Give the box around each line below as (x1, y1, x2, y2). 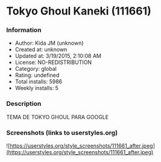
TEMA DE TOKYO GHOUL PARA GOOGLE (6, 113, 109, 120)
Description (6, 100, 42, 108)
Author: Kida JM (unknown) (14, 39, 84, 47)
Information (6, 26, 42, 34)
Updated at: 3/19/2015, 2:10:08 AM (14, 53, 101, 60)
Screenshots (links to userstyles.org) (6, 128, 118, 137)
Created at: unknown (14, 46, 68, 53)
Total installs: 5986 (14, 78, 63, 85)
